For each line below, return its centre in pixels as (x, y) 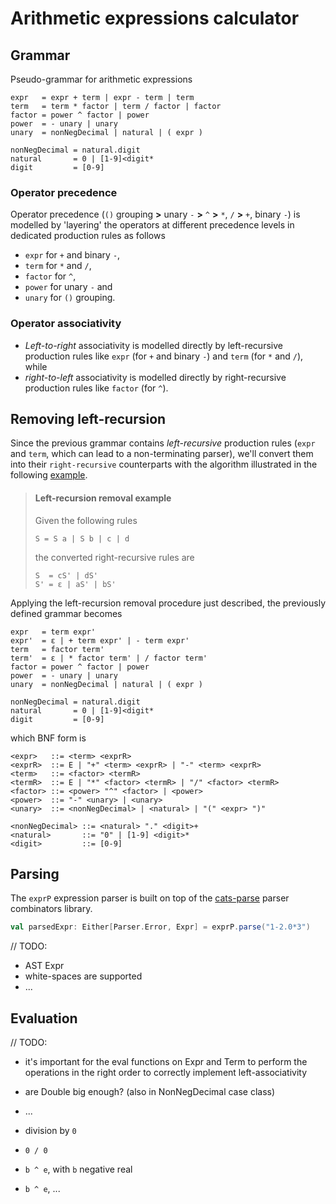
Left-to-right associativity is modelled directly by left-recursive (153, 345)
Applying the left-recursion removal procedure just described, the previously (168, 603)
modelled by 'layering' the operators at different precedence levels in (152, 225)
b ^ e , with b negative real (78, 1169)
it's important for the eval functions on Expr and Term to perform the (166, 1062)
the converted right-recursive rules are (114, 557)
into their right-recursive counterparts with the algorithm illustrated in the (164, 464)
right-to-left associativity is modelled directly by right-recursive (155, 377)
